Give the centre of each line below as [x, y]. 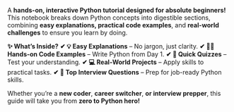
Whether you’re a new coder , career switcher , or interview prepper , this [114, 93]
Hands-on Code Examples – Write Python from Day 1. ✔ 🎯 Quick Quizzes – [117, 54]
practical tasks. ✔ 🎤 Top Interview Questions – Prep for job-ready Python [115, 72]
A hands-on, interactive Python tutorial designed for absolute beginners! [117, 10]
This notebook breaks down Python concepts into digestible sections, [109, 18]
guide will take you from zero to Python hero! [74, 101]
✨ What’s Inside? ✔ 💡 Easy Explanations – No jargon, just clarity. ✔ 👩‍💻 [111, 46]
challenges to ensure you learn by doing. [68, 32]
